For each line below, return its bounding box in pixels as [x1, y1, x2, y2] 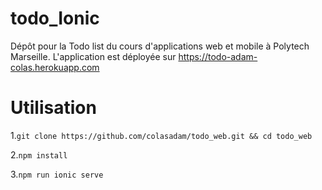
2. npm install [10, 148, 68, 161]
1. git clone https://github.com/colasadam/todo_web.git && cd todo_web [10, 129, 313, 141]
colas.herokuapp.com [10, 61, 100, 73]
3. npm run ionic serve [10, 168, 104, 180]
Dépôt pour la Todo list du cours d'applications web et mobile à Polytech [10, 40, 310, 52]
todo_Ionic [10, 7, 100, 30]
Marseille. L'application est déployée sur [10, 50, 177, 62]
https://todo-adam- [178, 50, 258, 62]
